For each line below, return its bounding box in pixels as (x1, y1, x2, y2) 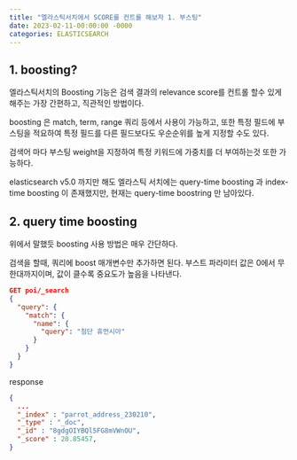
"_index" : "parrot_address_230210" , (17, 409, 157, 419)
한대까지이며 (9, 269, 53, 279)
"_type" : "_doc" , (17, 418, 86, 427)
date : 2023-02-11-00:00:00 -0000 (9, 21, 133, 30)
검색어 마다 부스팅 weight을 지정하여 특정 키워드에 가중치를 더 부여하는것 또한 (9, 147, 277, 158)
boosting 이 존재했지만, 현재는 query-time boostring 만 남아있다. (27, 188, 254, 199)
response (9, 376, 44, 386)
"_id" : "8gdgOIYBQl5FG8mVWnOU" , (17, 426, 141, 435)
